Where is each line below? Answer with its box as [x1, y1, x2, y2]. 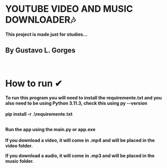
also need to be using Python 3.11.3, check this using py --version [5, 100, 148, 106]
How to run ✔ [5, 77, 63, 89]
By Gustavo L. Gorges [5, 46, 76, 55]
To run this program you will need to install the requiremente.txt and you [5, 94, 162, 100]
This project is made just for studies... [5, 31, 88, 37]
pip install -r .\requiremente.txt [5, 111, 73, 117]
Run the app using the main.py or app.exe [5, 126, 96, 132]
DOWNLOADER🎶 [5, 14, 76, 26]
